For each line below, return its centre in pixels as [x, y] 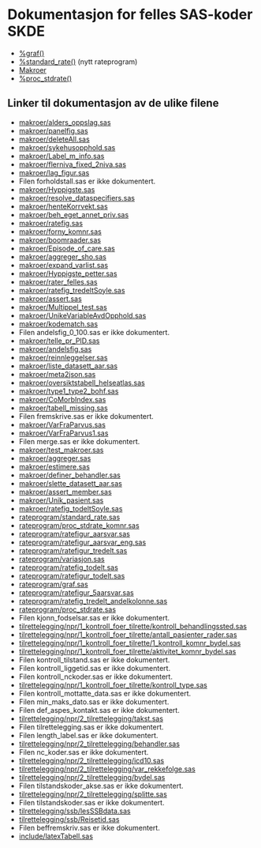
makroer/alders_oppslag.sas [65, 122]
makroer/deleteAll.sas [54, 139]
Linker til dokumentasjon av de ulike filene [113, 103]
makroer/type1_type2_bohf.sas [69, 391]
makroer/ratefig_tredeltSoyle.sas [72, 290]
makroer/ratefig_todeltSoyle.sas [71, 508]
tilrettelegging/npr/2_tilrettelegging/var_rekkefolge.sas [107, 769]
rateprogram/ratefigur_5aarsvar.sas [76, 592]
